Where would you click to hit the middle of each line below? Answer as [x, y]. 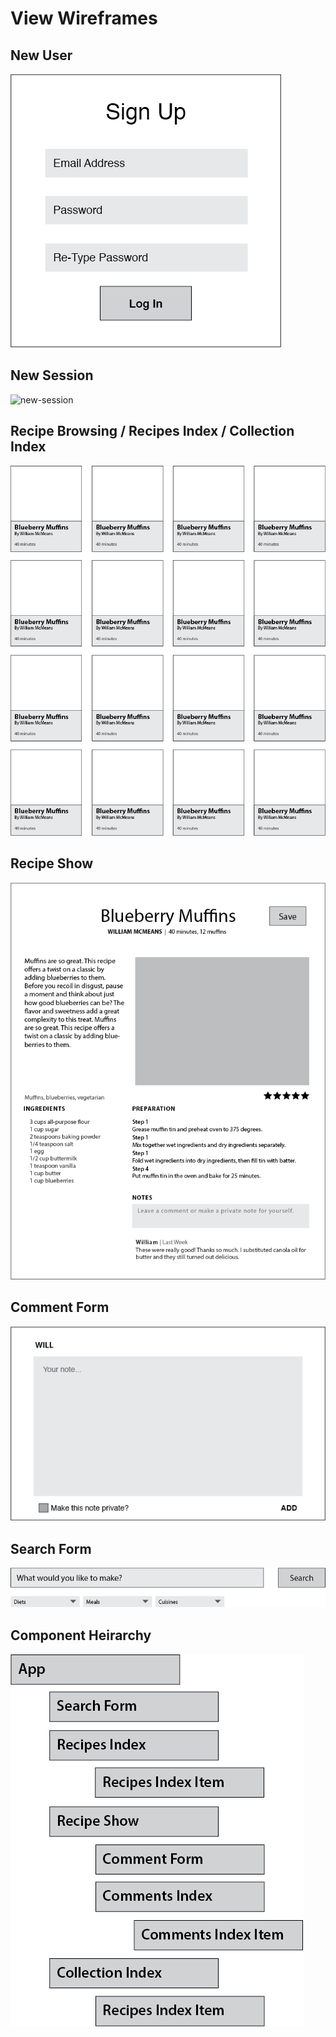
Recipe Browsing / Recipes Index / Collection [152, 431]
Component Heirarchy [81, 1635]
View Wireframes [84, 18]
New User [41, 55]
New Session [52, 375]
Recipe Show [52, 863]
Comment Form [60, 1307]
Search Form [51, 1548]
